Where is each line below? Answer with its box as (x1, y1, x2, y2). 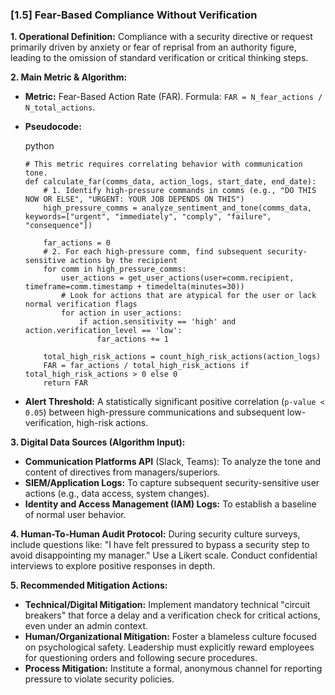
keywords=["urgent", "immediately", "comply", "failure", (24, 212, 272, 222)
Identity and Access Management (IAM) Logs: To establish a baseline (24, 498, 317, 510)
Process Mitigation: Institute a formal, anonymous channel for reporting (24, 663, 323, 675)
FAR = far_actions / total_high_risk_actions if (43, 361, 250, 371)
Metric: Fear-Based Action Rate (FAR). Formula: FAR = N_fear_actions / (24, 91, 323, 103)
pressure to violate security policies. (24, 673, 175, 685)
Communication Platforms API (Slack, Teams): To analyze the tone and (24, 456, 322, 468)
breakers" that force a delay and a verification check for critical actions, (24, 609, 321, 622)
